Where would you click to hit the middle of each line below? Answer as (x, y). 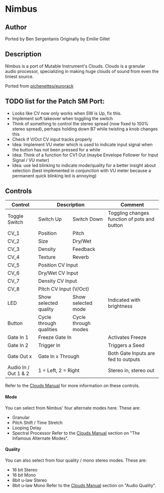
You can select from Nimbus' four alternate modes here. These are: (73, 408)
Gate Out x (20, 356)
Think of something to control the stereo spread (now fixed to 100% (80, 123)
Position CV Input (58, 265)
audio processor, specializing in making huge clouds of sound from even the (82, 71)
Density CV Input (58, 281)
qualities (48, 329)
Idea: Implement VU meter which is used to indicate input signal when (82, 144)
